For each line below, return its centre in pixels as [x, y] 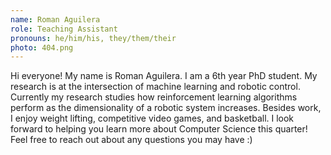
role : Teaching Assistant [64, 29]
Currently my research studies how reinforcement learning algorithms [154, 97]
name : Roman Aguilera [55, 19]
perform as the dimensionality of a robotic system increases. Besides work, [166, 108]
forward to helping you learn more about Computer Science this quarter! [159, 129]
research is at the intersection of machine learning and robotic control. [155, 87]
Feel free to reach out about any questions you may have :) [131, 140]
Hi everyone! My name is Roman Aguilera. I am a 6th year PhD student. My [164, 76]
